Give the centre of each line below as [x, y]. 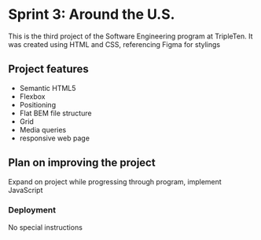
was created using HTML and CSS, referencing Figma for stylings [114, 44]
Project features [48, 69]
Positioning [38, 104]
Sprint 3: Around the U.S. [92, 15]
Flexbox [32, 96]
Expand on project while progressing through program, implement [115, 181]
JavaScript [26, 190]
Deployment [32, 210]
